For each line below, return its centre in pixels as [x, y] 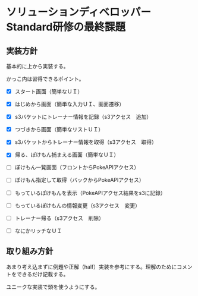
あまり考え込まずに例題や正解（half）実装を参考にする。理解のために [92, 267]
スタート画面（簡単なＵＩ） [49, 92]
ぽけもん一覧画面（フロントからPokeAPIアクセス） [77, 168]
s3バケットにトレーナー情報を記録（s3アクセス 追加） [83, 117]
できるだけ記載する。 [43, 274]
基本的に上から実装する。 [37, 66]
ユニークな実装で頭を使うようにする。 [53, 286]
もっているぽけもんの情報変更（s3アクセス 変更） [78, 205]
